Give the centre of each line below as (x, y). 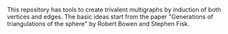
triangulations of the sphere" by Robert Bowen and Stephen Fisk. (98, 24)
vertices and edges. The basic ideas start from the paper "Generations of (110, 17)
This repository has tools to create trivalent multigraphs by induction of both (114, 10)
